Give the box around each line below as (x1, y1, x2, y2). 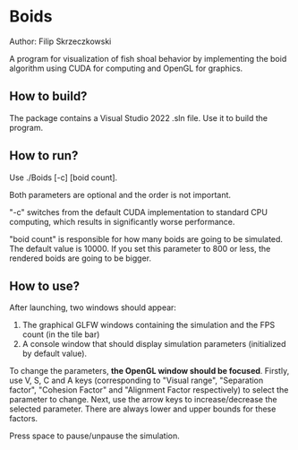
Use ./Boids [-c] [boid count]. (9, 172, 118, 183)
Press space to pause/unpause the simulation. (9, 430, 181, 441)
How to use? (9, 278, 81, 293)
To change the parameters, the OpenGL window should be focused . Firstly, (9, 366, 290, 376)
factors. (9, 413, 38, 424)
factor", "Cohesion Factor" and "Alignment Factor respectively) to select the (9, 385, 289, 395)
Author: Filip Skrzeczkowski (9, 36, 112, 47)
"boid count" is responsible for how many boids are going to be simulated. (9, 233, 284, 244)
